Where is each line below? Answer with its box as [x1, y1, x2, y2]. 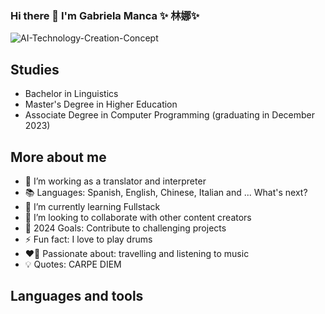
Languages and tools [10, 288, 144, 305]
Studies [10, 61, 60, 78]
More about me [10, 148, 107, 166]
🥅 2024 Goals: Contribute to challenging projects [24, 222, 227, 234]
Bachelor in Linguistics [24, 88, 119, 100]
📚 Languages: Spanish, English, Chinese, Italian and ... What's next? [24, 186, 308, 198]
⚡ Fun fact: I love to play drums [24, 233, 153, 245]
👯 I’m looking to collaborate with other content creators [24, 211, 252, 223]
